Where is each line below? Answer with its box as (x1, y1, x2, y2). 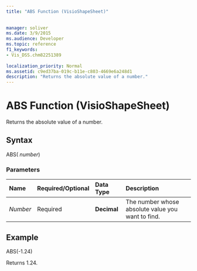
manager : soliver (6, 25, 49, 31)
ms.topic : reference (6, 42, 57, 47)
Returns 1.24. (6, 259, 38, 266)
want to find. (125, 212, 160, 221)
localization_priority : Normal (6, 63, 83, 69)
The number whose (125, 198, 179, 206)
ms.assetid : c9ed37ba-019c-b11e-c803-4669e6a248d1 (6, 68, 133, 74)
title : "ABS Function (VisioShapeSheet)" (6, 8, 109, 15)
